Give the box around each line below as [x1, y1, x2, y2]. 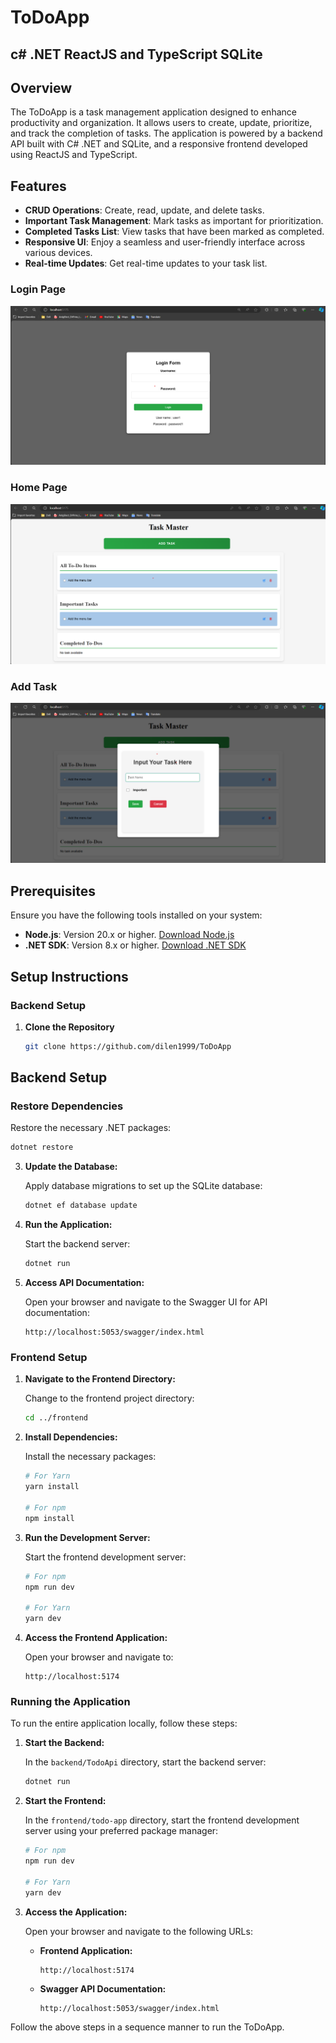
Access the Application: [24, 1906, 128, 1918]
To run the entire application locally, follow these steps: [10, 1717, 238, 1730]
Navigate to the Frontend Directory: [24, 1373, 176, 1385]
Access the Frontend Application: [24, 1632, 168, 1644]
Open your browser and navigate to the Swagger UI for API [24, 1296, 268, 1308]
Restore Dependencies [10, 1099, 124, 1113]
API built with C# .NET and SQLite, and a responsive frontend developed [10, 138, 308, 150]
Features [10, 177, 67, 195]
